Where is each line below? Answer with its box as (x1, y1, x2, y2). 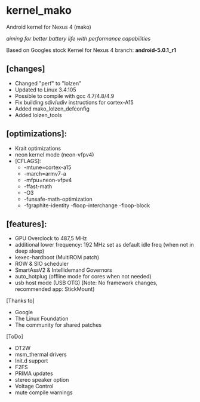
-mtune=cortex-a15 (23, 164, 72, 171)
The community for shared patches (14, 321, 102, 329)
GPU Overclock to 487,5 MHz (14, 235, 87, 242)
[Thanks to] (6, 297, 35, 305)
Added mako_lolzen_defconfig (14, 105, 90, 112)
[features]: (6, 219, 47, 229)
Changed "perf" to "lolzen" (14, 79, 82, 87)
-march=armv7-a (23, 170, 67, 177)
